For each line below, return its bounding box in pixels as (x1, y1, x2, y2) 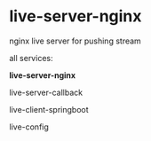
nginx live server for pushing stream (9, 35, 142, 46)
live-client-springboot (9, 104, 89, 114)
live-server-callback (9, 87, 83, 98)
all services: (9, 52, 53, 63)
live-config (9, 121, 49, 132)
